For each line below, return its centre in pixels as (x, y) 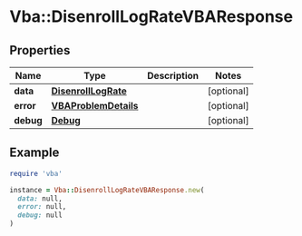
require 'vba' (36, 173)
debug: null (40, 215)
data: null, (40, 198)
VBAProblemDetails (95, 106)
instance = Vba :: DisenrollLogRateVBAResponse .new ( (107, 190)
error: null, (42, 207)
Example (34, 153)
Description (173, 76)
